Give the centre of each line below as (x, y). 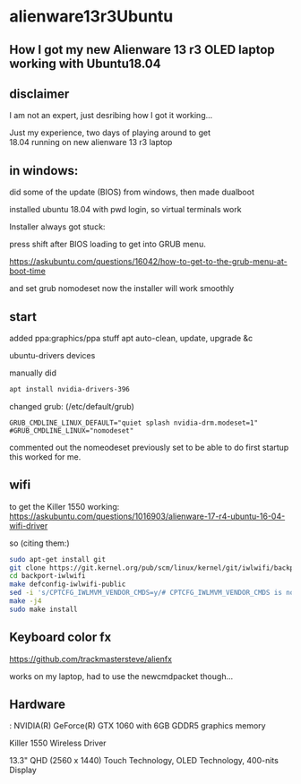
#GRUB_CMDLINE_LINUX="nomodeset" (72, 431)
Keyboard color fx (60, 638)
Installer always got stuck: (57, 227)
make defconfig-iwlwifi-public (68, 584)
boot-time (28, 271)
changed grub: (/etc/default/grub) (72, 406)
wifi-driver (29, 525)
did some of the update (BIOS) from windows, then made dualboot (132, 192)
